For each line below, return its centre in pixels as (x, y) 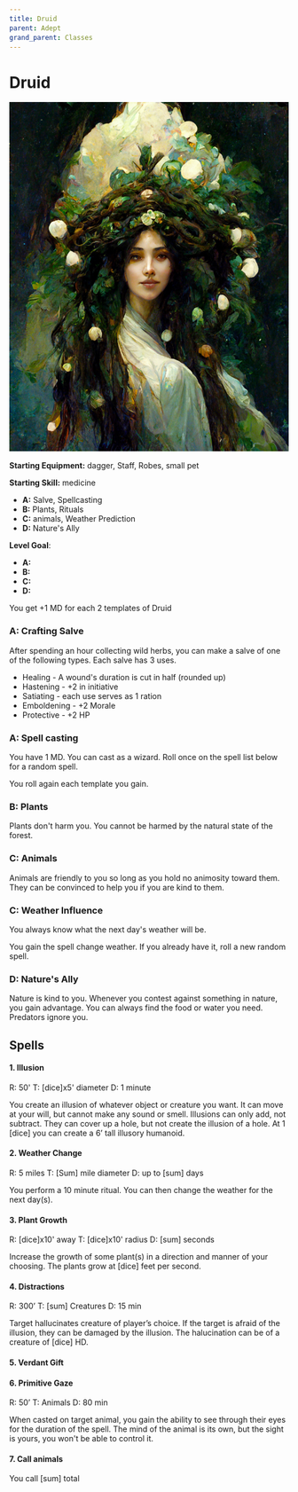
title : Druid (33, 19)
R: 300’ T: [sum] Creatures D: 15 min (75, 1306)
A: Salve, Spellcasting (62, 500)
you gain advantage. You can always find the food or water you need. (136, 1008)
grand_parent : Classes (51, 37)
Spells (27, 1045)
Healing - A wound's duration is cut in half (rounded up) (124, 677)
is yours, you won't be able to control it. (81, 1439)
